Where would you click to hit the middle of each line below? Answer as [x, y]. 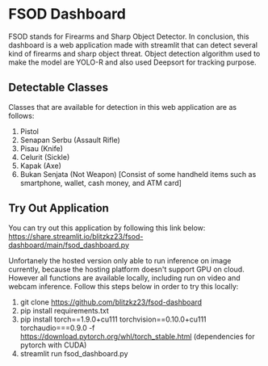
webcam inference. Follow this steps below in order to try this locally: [124, 286]
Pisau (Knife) [41, 148]
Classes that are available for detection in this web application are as [122, 107]
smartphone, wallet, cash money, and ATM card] [100, 183]
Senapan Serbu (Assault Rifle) [70, 140]
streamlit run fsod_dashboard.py [74, 353]
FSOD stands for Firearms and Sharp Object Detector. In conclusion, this [129, 36]
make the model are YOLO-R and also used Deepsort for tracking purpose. [132, 62]
